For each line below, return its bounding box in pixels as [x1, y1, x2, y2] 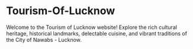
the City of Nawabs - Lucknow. [6, 36, 82, 43]
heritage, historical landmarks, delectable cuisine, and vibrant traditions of [6, 30, 188, 37]
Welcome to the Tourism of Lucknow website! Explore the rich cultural [6, 24, 178, 31]
